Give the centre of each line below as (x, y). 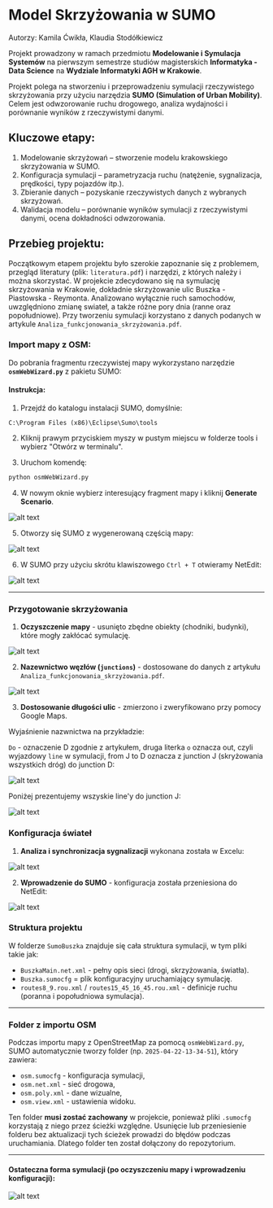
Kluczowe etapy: (52, 138)
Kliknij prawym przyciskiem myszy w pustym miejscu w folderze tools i (139, 438)
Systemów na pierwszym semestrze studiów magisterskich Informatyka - (133, 62)
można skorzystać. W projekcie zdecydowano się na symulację (115, 280)
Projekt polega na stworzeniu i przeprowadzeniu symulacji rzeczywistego (131, 86)
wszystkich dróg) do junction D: (62, 765)
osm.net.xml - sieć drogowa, (67, 1084)
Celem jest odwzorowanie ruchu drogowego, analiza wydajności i (118, 103)
